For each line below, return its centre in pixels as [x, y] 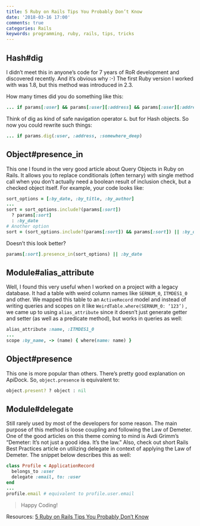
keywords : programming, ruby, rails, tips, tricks [70, 34]
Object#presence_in [45, 154]
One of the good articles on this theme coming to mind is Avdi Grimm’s [93, 436]
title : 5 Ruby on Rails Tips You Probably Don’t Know [74, 12]
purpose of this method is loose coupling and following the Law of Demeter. [99, 430]
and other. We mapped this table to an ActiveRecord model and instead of [96, 300]
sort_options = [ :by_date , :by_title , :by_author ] [70, 199]
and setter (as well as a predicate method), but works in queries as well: [94, 318]
